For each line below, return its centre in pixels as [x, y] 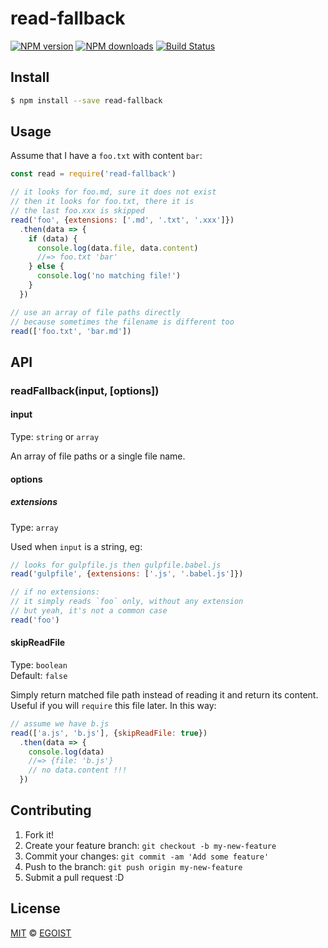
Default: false [39, 675]
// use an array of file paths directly [96, 312]
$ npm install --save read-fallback [86, 100]
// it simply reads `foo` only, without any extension [127, 602]
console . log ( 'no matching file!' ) [109, 276]
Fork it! [39, 834]
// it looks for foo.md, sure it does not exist [113, 192]
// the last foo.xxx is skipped [77, 211]
